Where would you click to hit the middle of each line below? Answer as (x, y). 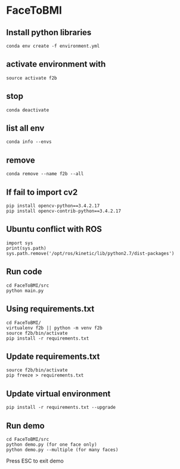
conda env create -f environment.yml (53, 46)
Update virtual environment (58, 394)
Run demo (25, 426)
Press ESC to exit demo (35, 461)
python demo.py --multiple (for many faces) (62, 450)
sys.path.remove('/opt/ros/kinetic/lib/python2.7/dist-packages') (90, 253)
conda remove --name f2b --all (45, 174)
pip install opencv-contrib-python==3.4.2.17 (63, 211)
